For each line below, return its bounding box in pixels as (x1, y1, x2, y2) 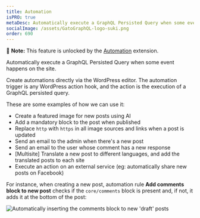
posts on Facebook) (14, 169, 64, 176)
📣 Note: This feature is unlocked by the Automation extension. (6, 47, 159, 54)
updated (14, 132, 36, 139)
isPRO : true (6, 14, 36, 20)
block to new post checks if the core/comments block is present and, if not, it (6, 187, 193, 194)
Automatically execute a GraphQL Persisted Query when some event (6, 59, 174, 66)
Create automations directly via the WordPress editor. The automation (6, 77, 177, 84)
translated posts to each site (14, 157, 85, 164)
